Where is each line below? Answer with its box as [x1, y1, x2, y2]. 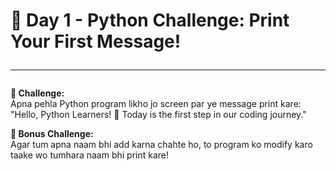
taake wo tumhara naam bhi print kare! [10, 149, 170, 161]
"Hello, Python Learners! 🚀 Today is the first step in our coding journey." [10, 109, 307, 121]
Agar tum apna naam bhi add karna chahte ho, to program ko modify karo [10, 139, 313, 151]
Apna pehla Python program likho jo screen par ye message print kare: [10, 98, 302, 110]
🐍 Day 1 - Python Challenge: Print [10, 9, 290, 32]
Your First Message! [10, 30, 182, 53]
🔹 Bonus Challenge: [10, 128, 94, 140]
